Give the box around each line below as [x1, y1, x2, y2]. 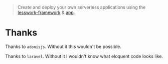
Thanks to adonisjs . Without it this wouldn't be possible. [5, 43, 121, 49]
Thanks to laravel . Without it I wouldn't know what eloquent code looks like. [5, 53, 163, 59]
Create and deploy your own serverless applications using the [17, 4, 146, 10]
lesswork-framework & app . [17, 9, 75, 15]
